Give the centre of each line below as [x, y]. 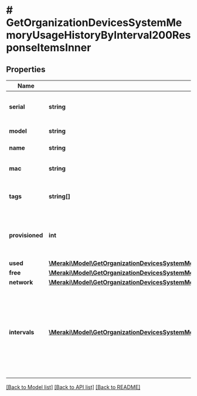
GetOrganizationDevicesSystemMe [94, 23]
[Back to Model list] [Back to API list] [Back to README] [73, 387]
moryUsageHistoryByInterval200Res [98, 35]
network [21, 282]
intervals [22, 332]
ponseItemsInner [49, 48]
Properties [26, 69]
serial [17, 107]
